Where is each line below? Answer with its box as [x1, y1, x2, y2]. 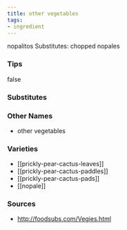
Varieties [7, 143, 38, 153]
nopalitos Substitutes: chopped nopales [7, 42, 120, 51]
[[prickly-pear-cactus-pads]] [17, 175, 100, 183]
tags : [7, 17, 23, 24]
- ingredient [7, 23, 45, 30]
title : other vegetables [7, 10, 79, 17]
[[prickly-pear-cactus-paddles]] [17, 167, 108, 175]
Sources [7, 199, 36, 209]
